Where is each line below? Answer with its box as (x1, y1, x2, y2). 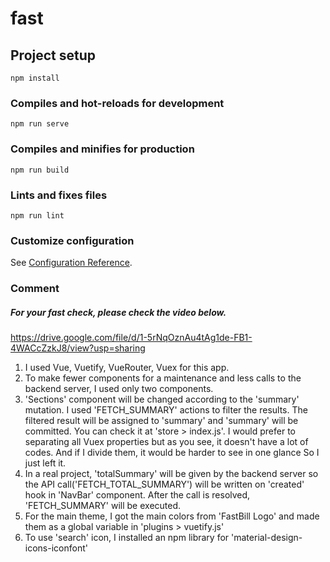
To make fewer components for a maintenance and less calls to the (24, 372, 302, 384)
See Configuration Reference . (10, 257, 133, 269)
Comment (10, 282, 60, 296)
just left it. (24, 457, 67, 469)
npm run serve (10, 119, 70, 129)
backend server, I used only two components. (24, 383, 214, 395)
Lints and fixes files (10, 188, 108, 202)
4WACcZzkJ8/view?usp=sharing (10, 342, 146, 354)
